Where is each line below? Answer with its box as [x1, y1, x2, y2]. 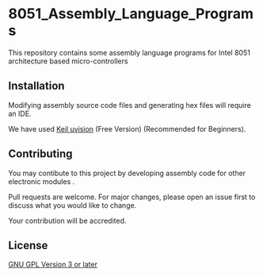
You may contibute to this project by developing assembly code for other [8, 168, 246, 178]
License [8, 239, 48, 252]
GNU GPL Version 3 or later [8, 259, 97, 270]
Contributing [8, 148, 73, 161]
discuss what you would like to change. [8, 200, 137, 210]
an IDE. [8, 109, 32, 118]
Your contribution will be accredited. [8, 216, 127, 225]
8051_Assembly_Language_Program [8, 5, 254, 23]
